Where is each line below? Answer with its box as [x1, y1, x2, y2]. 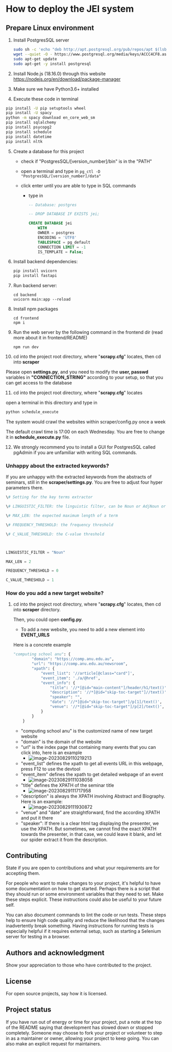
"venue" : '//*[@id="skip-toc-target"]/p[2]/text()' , [50, 704, 165, 710]
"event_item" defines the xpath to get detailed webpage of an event [20, 771, 164, 777]
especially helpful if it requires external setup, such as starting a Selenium [6, 928, 161, 934]
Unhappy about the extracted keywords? [6, 462, 109, 469]
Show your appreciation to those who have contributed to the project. [6, 962, 152, 968]
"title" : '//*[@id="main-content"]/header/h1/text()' [50, 685, 167, 690]
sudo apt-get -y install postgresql [13, 61, 91, 67]
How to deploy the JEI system [6, 3, 134, 15]
